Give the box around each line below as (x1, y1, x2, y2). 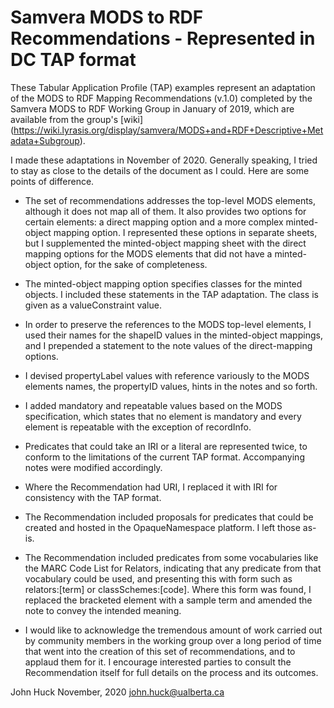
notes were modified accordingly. (24, 461, 163, 473)
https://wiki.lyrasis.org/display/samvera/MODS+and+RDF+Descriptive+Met (13, 124, 324, 136)
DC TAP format (10, 49, 137, 71)
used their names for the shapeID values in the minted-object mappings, (24, 329, 323, 341)
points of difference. (10, 175, 95, 187)
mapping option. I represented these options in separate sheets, (53, 226, 318, 238)
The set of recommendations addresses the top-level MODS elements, (24, 194, 317, 206)
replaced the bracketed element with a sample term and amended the (24, 594, 313, 606)
